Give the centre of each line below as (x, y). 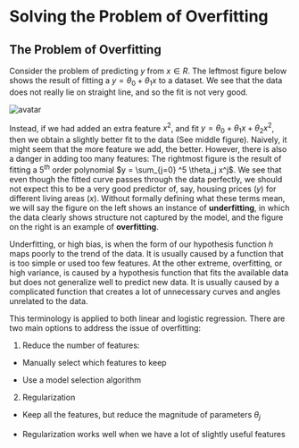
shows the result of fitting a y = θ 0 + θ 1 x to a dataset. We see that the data (146, 81)
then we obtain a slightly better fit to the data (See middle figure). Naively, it (148, 139)
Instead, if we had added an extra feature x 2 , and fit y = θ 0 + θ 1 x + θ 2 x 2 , (142, 128)
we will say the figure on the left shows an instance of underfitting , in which (149, 207)
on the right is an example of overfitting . (84, 226)
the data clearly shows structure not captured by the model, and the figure (146, 217)
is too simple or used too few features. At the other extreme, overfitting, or (146, 263)
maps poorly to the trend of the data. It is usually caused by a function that (146, 253)
